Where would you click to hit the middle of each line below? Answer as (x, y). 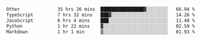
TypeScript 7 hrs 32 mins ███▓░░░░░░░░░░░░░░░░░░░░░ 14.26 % (101, 15)
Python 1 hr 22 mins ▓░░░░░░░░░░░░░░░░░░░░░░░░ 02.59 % (101, 26)
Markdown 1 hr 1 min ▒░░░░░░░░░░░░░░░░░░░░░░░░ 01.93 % (101, 32)
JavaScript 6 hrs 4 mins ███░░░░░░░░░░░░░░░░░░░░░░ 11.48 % (101, 20)
